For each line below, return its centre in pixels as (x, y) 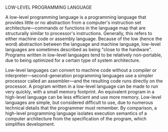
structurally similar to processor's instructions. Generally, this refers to (79, 33)
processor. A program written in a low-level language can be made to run (82, 86)
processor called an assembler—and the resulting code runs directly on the (84, 81)
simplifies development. (30, 124)
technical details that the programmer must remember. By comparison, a (81, 108)
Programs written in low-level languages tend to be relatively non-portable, (84, 55)
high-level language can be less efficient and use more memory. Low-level (83, 97)
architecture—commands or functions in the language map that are (75, 28)
